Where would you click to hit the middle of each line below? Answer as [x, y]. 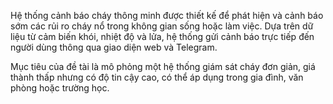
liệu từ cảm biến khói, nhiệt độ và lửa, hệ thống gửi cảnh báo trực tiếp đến [162, 36]
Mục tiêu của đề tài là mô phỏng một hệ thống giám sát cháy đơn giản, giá [163, 66]
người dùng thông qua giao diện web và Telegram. [114, 47]
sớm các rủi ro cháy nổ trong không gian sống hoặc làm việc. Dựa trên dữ [162, 26]
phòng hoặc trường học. [60, 88]
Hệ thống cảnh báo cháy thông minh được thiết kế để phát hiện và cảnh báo [167, 15]
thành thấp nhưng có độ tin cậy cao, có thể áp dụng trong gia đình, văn [157, 77]
